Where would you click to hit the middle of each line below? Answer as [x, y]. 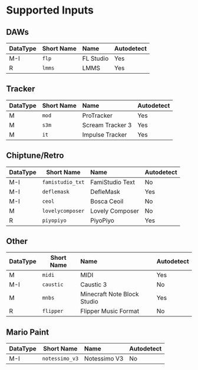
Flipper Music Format [110, 311]
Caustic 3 [94, 285]
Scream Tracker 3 [107, 125]
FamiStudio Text [113, 182]
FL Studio [95, 58]
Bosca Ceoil [107, 201]
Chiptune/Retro [35, 156]
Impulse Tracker [105, 134]
